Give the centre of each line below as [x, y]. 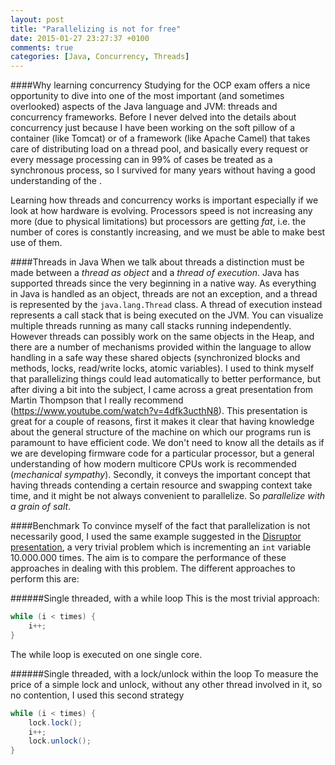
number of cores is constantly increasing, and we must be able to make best [168, 232]
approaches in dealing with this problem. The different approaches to [153, 568]
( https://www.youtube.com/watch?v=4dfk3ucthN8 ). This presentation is [159, 411]
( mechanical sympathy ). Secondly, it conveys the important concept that [160, 475]
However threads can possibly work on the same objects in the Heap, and [162, 337]
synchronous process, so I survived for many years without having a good [163, 170]
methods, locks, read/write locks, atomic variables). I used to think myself [162, 368]
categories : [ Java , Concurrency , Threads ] [100, 57]
